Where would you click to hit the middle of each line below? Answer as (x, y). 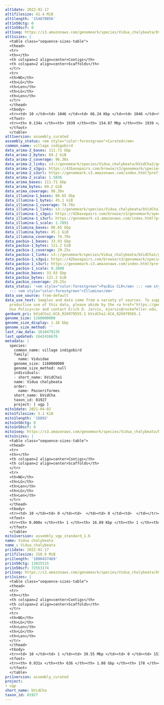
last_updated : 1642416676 (31, 336)
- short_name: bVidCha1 (38, 377)
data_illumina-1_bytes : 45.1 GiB (39, 200)
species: (18, 345)
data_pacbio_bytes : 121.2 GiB (36, 277)
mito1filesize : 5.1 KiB (29, 414)
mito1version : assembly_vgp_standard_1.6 (48, 536)
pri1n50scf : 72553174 (27, 568)
